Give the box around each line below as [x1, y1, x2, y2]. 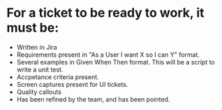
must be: [6, 20, 59, 36]
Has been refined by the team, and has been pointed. [16, 95, 170, 103]
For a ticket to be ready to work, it [6, 5, 205, 21]
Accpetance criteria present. [16, 72, 99, 81]
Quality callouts [16, 88, 62, 96]
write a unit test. [16, 65, 64, 74]
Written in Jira [16, 43, 57, 51]
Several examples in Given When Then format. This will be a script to [16, 57, 215, 66]
